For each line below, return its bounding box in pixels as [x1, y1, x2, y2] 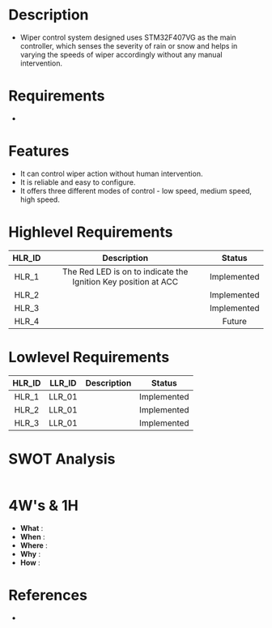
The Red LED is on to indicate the [62, 266, 189, 277]
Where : [19, 540, 49, 550]
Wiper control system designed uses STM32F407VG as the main [19, 32, 236, 42]
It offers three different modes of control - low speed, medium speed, [19, 186, 253, 195]
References [8, 586, 87, 605]
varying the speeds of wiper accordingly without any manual [19, 49, 223, 59]
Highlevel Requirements [8, 223, 173, 241]
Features [8, 142, 70, 160]
